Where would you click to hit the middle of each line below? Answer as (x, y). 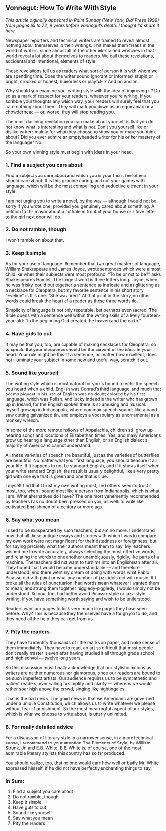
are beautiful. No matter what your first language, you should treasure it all (81, 460)
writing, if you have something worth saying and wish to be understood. (78, 599)
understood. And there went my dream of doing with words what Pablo (78, 572)
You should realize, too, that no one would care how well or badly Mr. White (82, 763)
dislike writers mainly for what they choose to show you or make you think (81, 132)
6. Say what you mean (33, 520)
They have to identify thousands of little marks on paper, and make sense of (83, 642)
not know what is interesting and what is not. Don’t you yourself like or (77, 127)
